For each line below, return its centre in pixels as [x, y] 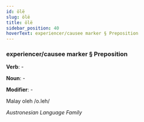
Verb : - [15, 67]
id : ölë [16, 11]
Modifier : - [20, 90]
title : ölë [19, 22]
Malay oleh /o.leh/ [28, 101]
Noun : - [16, 78]
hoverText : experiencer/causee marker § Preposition [72, 34]
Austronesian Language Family [44, 113]
